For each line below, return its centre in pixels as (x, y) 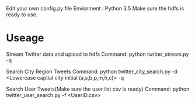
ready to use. (22, 15)
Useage (25, 38)
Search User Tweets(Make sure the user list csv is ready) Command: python (98, 89)
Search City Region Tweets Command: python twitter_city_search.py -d (92, 71)
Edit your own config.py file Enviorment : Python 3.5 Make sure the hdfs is (95, 8)
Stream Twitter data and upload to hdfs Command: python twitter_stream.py (97, 54)
